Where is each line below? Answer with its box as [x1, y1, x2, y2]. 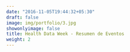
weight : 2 [6, 36, 31, 42]
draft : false [6, 14, 39, 20]
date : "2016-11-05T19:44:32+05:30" [6, 8, 95, 15]
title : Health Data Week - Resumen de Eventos [6, 31, 125, 37]
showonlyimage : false [6, 25, 61, 32]
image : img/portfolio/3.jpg [6, 20, 77, 26]
